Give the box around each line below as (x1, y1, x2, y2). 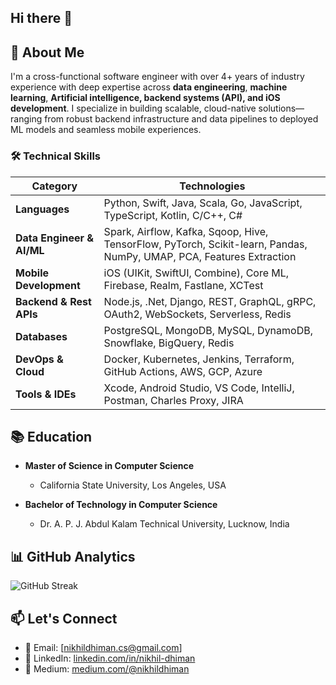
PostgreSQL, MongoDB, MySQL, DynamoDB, (103, 323, 313, 337)
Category (31, 179, 78, 193)
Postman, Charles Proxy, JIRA (103, 393, 244, 407)
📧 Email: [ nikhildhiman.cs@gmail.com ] (24, 641, 183, 653)
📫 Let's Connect (10, 610, 118, 627)
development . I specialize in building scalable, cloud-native (10, 102, 257, 115)
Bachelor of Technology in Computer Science (24, 499, 218, 511)
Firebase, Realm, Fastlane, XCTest (103, 278, 264, 292)
